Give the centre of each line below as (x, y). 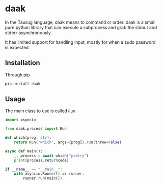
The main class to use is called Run (40, 111)
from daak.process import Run (36, 129)
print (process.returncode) (41, 160)
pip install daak (23, 84)
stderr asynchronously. (28, 32)
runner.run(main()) (43, 178)
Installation (23, 63)
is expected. (18, 47)
